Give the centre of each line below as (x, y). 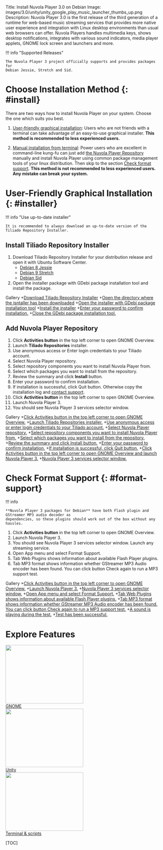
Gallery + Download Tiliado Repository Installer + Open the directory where (80, 297)
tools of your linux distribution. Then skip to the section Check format (82, 163)
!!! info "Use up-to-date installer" (38, 217)
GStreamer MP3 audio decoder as (38, 515)
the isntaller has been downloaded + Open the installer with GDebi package (81, 303)
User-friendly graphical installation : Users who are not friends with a (81, 128)
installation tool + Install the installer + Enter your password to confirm (74, 308)
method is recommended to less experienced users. (66, 138)
